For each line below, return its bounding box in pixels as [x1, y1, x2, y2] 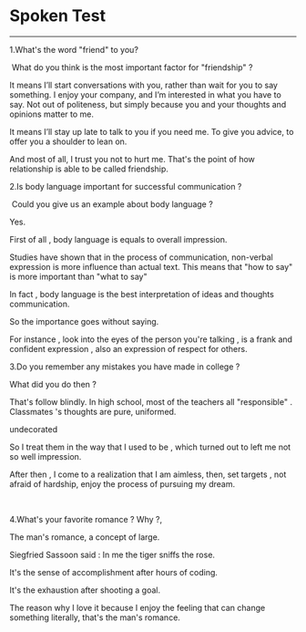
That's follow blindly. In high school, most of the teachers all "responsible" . [9, 396, 293, 407]
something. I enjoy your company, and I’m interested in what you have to [9, 88, 282, 100]
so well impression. [9, 451, 82, 461]
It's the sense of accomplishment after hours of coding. [9, 566, 219, 577]
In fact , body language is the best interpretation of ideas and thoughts [9, 288, 275, 299]
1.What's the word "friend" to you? [9, 44, 139, 55]
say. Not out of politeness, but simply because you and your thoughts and [9, 98, 287, 109]
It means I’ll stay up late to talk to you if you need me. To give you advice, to [9, 126, 294, 137]
